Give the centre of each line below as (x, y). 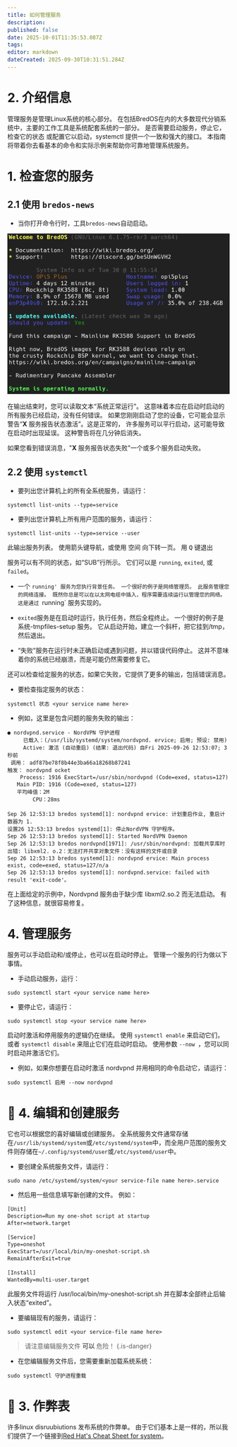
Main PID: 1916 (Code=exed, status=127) (77, 784)
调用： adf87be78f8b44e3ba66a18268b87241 (71, 763)
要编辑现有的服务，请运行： (58, 1318)
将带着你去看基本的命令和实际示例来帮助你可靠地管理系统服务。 (100, 145)
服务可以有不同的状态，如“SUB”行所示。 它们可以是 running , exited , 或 (110, 562)
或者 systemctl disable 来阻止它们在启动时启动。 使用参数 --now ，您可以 (115, 1044)
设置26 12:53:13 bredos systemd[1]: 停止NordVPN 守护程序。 (93, 829)
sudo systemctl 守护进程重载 (47, 1376)
